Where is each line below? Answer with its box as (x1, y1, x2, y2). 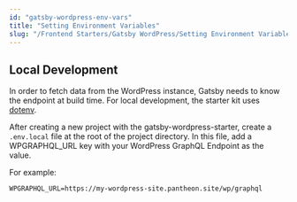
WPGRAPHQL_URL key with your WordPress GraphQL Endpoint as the (9, 141, 264, 151)
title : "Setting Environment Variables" (9, 21, 161, 30)
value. (9, 150, 32, 160)
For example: (9, 167, 57, 178)
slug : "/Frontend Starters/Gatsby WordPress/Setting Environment (9, 29, 255, 38)
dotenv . (9, 105, 37, 115)
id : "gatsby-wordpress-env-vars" (9, 12, 133, 22)
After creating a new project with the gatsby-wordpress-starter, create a (9, 121, 272, 133)
